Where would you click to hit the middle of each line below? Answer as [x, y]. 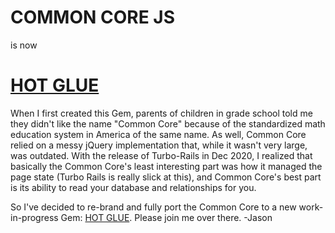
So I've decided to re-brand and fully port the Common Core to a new [153, 207]
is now [24, 45]
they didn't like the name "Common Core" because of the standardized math [168, 123]
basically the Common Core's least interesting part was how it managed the [166, 166]
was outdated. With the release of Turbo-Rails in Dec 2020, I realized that [161, 155]
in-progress [34, 217]
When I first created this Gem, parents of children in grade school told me [161, 113]
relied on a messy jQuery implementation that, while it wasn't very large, [159, 145]
